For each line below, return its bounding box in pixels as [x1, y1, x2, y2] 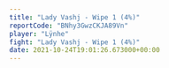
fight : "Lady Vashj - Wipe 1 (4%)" [9, 37, 141, 47]
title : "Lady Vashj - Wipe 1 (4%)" [9, 12, 141, 22]
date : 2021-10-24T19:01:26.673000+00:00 [9, 46, 161, 55]
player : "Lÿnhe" [9, 29, 69, 38]
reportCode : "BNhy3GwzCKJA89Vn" [9, 21, 128, 30]
